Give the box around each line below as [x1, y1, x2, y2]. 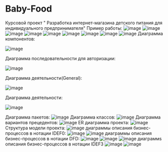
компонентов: [5, 36, 35, 42]
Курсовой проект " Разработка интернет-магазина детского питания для [5, 20, 162, 26]
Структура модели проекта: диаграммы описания [5, 125, 132, 131]
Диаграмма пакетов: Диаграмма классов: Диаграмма [5, 114, 161, 120]
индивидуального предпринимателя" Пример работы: [5, 25, 122, 31]
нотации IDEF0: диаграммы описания [33, 130, 152, 136]
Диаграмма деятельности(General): [5, 75, 82, 81]
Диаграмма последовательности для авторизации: [5, 55, 116, 61]
